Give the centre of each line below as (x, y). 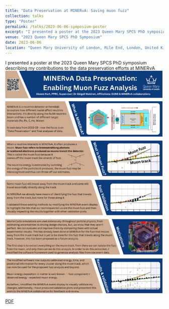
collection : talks (24, 16)
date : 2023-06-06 (23, 43)
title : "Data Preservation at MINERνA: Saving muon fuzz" (67, 11)
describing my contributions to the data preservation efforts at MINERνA (80, 68)
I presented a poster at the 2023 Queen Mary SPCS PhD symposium (76, 62)
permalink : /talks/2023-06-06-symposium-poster (56, 27)
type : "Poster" (21, 21)
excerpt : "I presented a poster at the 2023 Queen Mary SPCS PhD (75, 32)
